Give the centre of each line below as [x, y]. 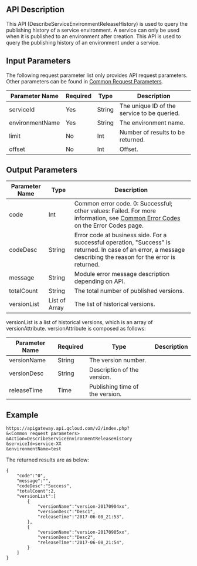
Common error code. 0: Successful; [123, 204]
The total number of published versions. [129, 291]
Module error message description [122, 274]
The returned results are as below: [48, 460]
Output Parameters [42, 170]
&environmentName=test [34, 449]
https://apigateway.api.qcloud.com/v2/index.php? [68, 429]
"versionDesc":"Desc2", [66, 538]
